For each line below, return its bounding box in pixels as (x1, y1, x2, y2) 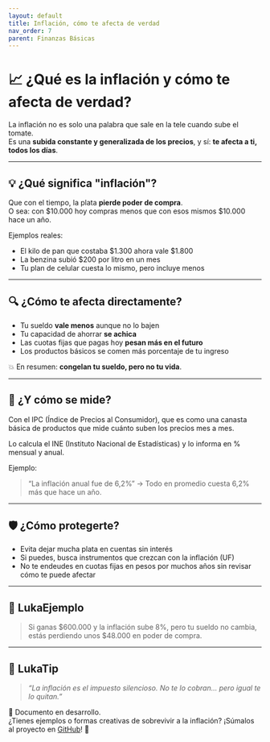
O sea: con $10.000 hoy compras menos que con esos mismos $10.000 (8, 206, 246, 216)
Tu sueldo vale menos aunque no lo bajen (19, 320, 160, 330)
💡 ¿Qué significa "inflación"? (8, 176, 157, 190)
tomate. (8, 128, 34, 138)
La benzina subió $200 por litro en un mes (19, 255, 161, 264)
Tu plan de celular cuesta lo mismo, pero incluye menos (19, 263, 205, 272)
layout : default (8, 11, 63, 20)
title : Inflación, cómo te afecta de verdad (8, 19, 160, 27)
